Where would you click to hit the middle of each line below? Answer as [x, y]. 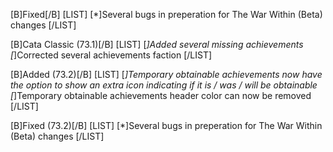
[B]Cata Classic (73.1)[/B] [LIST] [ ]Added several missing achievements [157, 44]
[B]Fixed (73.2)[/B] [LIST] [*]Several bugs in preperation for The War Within [166, 125]
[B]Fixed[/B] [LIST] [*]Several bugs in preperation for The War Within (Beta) [166, 14]
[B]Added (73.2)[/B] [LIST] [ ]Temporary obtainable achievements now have [166, 74]
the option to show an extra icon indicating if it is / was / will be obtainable [164, 85]
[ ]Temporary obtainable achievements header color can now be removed [161, 95]
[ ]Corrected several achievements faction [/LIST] [111, 55]
